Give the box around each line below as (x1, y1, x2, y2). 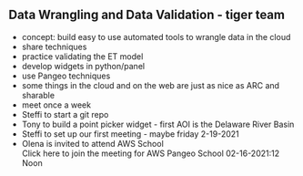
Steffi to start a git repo (21, 109, 109, 119)
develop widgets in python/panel (21, 60, 146, 71)
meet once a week (21, 99, 92, 110)
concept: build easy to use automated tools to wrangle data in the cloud (21, 31, 291, 42)
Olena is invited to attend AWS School (21, 138, 165, 149)
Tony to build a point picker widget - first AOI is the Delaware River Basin (21, 119, 295, 129)
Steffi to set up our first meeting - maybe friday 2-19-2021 (21, 128, 239, 140)
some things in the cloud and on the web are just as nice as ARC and (21, 79, 279, 90)
